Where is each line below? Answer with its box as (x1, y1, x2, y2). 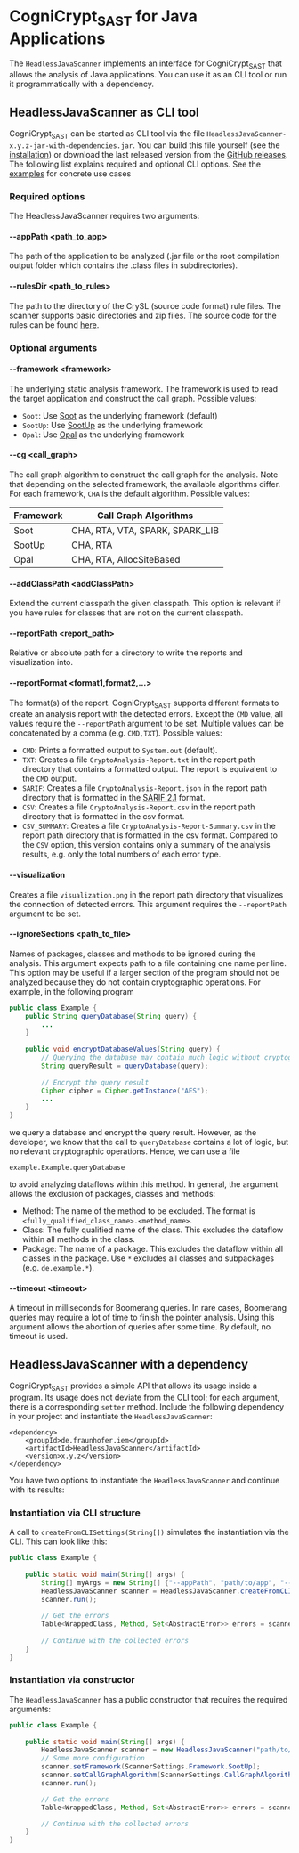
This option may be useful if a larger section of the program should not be (9, 967, 280, 978)
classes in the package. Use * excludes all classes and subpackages (21, 1253, 274, 1264)
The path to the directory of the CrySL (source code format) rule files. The (9, 300, 282, 311)
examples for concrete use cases (9, 167, 132, 179)
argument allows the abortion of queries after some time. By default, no (9, 1321, 271, 1332)
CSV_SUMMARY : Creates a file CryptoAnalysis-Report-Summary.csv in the (21, 821, 276, 832)
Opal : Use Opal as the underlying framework (21, 429, 185, 440)
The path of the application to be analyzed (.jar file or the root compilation (9, 251, 280, 262)
